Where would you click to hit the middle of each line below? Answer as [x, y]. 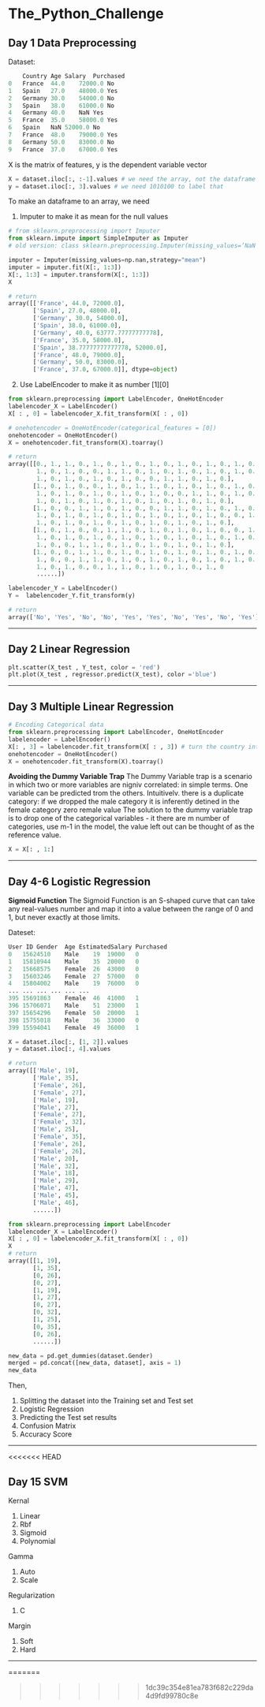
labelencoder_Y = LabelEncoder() [63, 588]
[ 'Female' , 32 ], [60, 1122]
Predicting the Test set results [68, 1418]
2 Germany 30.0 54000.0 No [61, 98]
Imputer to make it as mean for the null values [94, 217]
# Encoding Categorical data [56, 725]
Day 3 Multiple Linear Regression [91, 706]
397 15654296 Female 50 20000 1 [74, 1013]
